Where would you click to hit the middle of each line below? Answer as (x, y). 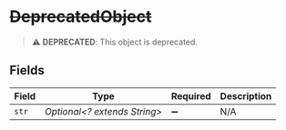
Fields (27, 70)
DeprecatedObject (81, 17)
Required (191, 95)
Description (246, 95)
